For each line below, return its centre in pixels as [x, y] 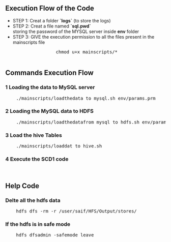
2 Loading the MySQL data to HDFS [50, 111]
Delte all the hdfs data [33, 200]
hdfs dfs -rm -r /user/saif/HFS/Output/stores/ [77, 211]
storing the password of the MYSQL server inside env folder [76, 31]
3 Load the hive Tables [34, 135]
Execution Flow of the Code [50, 8]
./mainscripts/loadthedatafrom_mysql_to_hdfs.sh [78, 122]
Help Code [22, 186]
